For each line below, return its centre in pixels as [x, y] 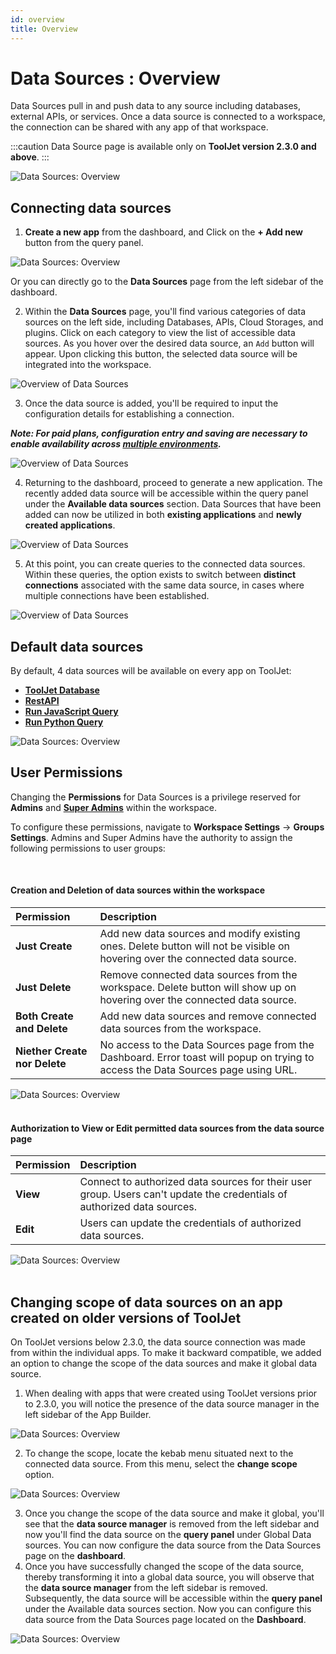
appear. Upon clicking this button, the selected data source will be [161, 354]
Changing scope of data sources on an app [146, 1302]
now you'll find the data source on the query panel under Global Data [168, 1535]
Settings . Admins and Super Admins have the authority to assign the [151, 837]
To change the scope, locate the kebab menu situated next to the [159, 1453]
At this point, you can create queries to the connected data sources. [165, 564]
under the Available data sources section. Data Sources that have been [173, 504]
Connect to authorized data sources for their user [196, 1182]
